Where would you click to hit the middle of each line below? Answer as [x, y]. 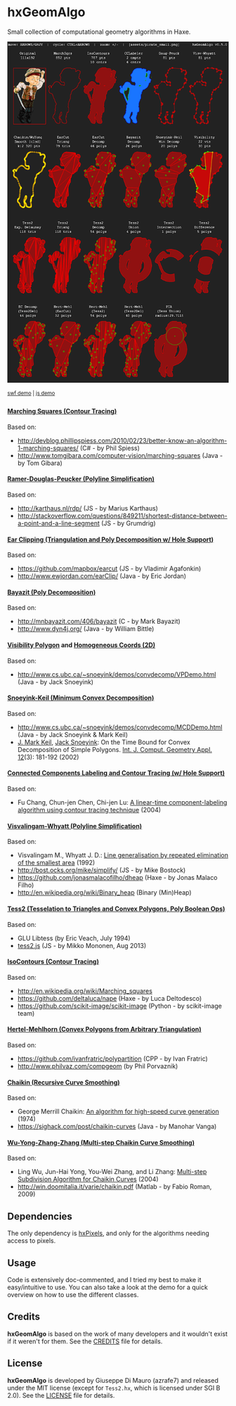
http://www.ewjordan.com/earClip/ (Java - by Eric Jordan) [102, 576]
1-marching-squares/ [48, 448]
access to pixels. [32, 1241]
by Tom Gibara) [40, 463]
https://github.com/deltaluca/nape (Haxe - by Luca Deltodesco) [110, 998]
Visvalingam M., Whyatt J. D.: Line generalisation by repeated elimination [123, 855]
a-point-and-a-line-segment [58, 523]
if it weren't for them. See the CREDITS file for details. [85, 1341]
